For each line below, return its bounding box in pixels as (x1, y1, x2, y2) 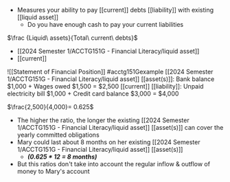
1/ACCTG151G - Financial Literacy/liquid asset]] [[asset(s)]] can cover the (16, 124, 224, 131)
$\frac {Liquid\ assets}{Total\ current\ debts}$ (7, 34, 138, 42)
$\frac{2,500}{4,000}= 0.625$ (7, 103, 94, 111)
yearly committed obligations (16, 130, 100, 139)
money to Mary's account (16, 168, 90, 175)
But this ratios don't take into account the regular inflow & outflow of (16, 160, 211, 168)
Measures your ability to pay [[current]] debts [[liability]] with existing (16, 6, 214, 14)
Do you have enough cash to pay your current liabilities (27, 21, 184, 28)
